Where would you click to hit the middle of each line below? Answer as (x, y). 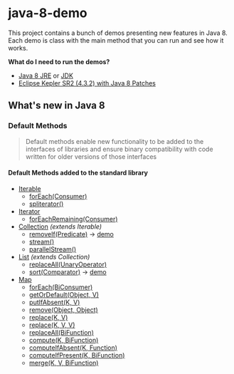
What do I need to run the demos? (59, 61)
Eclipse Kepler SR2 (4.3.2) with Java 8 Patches (87, 83)
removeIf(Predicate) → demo (71, 234)
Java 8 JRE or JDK (46, 76)
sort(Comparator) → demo (68, 271)
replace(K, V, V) (52, 325)
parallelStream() (53, 249)
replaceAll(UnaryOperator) (68, 264)
